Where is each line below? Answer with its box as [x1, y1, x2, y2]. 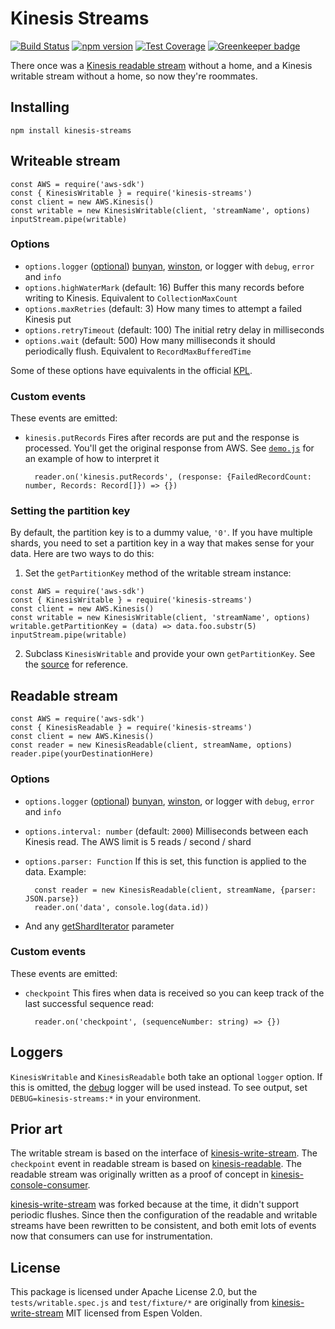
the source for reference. [24, 658, 129, 671]
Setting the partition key [10, 504, 131, 518]
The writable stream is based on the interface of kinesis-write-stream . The [10, 1147, 318, 1159]
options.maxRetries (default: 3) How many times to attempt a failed [24, 302, 303, 314]
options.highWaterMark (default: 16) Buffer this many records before [24, 281, 305, 293]
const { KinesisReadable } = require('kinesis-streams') [10, 723, 253, 733]
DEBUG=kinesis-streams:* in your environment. [10, 1092, 202, 1104]
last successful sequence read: [24, 997, 155, 1009]
